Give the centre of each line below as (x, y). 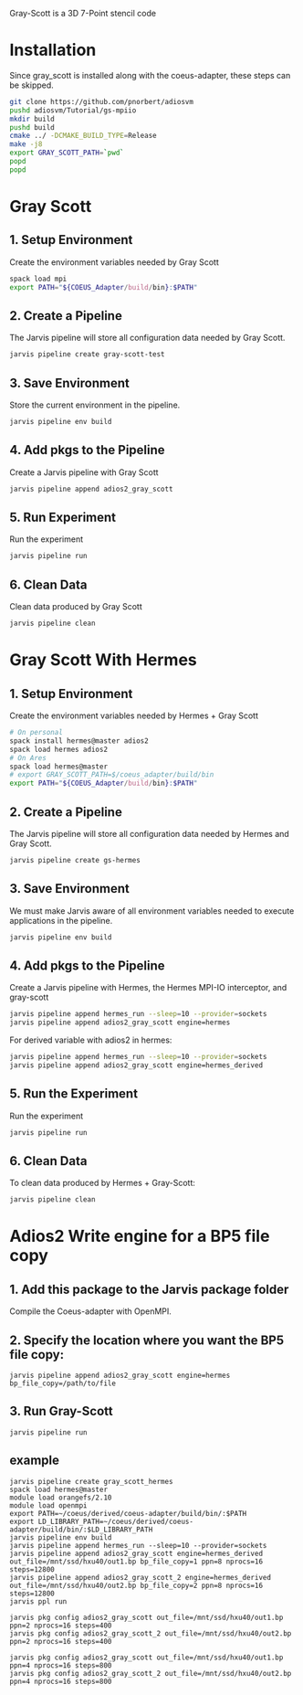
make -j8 (26, 144)
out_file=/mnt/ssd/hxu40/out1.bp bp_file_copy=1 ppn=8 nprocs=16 (136, 1562)
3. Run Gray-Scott (62, 1411)
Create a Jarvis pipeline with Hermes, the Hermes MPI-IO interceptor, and (148, 988)
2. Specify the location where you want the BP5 (147, 1340)
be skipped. (32, 85)
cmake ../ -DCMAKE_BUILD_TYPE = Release (83, 136)
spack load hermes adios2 (58, 749)
